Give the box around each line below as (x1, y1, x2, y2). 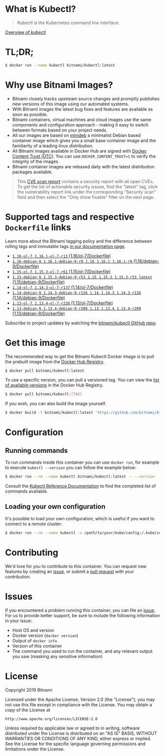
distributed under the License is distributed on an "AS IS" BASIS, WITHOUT (5, 730, 157, 736)
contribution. (5, 573, 31, 579)
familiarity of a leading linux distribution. (12, 143, 94, 149)
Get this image (5, 337, 65, 348)
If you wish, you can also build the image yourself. (5, 401, 107, 407)
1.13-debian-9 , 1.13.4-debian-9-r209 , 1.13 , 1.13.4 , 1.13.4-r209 (12, 305, 141, 311)
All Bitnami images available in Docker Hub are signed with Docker (12, 148, 147, 154)
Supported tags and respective (5, 211, 135, 222)
